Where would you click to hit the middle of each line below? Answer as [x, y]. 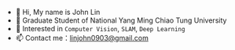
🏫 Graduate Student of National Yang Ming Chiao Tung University [121, 20]
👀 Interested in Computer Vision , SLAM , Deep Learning [100, 29]
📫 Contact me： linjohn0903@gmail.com [82, 38]
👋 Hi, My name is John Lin [58, 12]
